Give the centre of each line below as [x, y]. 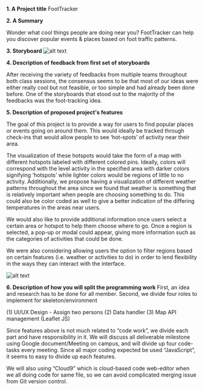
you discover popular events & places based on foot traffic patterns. [92, 39]
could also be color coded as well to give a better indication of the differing [100, 201]
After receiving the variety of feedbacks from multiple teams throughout [97, 75]
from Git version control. [37, 381]
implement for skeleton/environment [52, 300]
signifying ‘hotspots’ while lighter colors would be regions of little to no [95, 175]
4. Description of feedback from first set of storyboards [78, 63]
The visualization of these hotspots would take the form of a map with [94, 156]
